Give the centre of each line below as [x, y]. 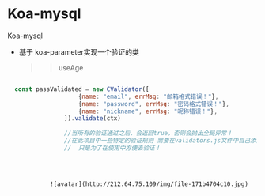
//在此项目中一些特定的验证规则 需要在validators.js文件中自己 [157, 141]
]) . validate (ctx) [93, 119]
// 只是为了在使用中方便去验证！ [112, 148]
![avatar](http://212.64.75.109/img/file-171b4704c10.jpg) [149, 184]
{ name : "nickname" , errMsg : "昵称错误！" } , [148, 111]
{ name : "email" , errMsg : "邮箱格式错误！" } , [148, 96]
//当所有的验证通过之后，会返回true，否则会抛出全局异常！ [148, 134]
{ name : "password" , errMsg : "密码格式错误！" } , [154, 104]
